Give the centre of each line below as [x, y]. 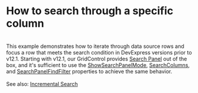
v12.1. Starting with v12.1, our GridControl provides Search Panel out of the [97, 59]
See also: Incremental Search [42, 84]
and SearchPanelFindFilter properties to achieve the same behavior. [89, 71]
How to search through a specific [90, 11]
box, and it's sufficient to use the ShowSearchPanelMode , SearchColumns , [98, 65]
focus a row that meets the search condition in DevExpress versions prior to [99, 52]
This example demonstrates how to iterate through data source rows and [95, 46]
